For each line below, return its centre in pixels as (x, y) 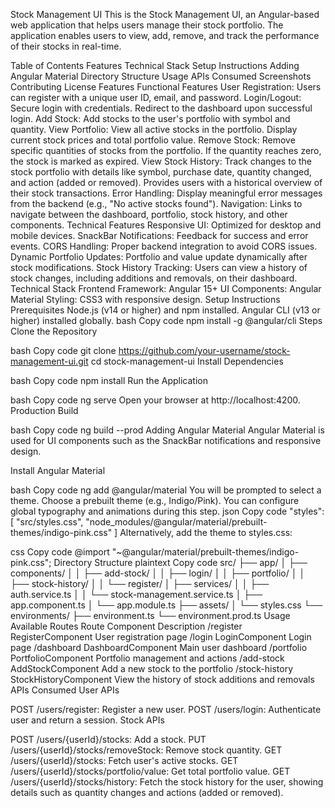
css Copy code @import (60, 552)
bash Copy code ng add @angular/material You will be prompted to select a (166, 490)
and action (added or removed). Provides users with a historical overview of (166, 182)
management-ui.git (49, 361)
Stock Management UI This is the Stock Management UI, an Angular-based (165, 14)
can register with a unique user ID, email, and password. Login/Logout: (156, 97)
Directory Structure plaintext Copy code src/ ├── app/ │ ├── (180, 562)
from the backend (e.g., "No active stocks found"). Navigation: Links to (156, 203)
